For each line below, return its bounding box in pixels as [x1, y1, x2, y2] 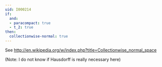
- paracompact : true [9, 20, 51, 26]
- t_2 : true [9, 25, 34, 30]
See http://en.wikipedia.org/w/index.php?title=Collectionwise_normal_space [5, 47, 157, 53]
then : [5, 29, 16, 34]
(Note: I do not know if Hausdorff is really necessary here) [5, 56, 121, 62]
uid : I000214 [5, 7, 31, 12]
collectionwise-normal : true [9, 34, 68, 39]
